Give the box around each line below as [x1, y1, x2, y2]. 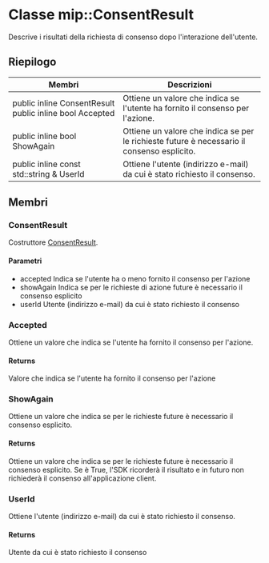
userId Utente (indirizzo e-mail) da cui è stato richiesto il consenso [19, 299, 240, 309]
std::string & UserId [12, 168, 85, 179]
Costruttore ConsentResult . [8, 238, 98, 247]
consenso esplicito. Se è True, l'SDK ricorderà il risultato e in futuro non [8, 465, 244, 474]
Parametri [8, 256, 42, 266]
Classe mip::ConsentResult [8, 6, 195, 24]
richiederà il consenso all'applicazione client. [8, 473, 157, 483]
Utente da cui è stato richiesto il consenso [8, 548, 147, 557]
